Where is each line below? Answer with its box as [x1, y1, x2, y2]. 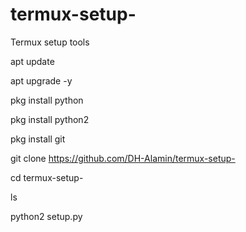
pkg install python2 [10, 113, 90, 125]
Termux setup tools [10, 36, 90, 48]
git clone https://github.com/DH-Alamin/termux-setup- [10, 152, 236, 164]
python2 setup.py [10, 210, 83, 222]
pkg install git [10, 133, 66, 145]
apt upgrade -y [10, 74, 73, 87]
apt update [10, 55, 55, 67]
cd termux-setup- [10, 171, 84, 183]
